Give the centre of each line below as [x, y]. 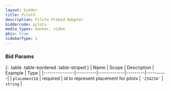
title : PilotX [20, 15]
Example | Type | [23, 73]
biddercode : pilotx [26, 24]
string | [14, 84]
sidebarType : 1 [22, 39]
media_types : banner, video [35, 29]
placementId [25, 79]
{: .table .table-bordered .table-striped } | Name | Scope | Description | [80, 67]
